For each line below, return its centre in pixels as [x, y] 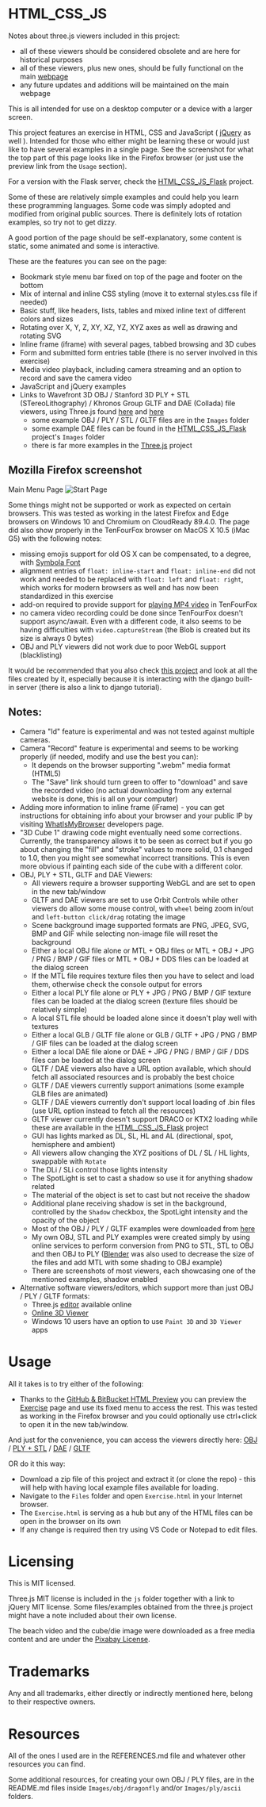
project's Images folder [68, 436]
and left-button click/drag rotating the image [108, 916]
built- [244, 678]
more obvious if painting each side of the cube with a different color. [131, 866]
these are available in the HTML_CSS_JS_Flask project [120, 1127]
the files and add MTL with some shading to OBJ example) [127, 1262]
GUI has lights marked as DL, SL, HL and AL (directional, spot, [132, 1136]
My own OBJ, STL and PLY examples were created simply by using [141, 1237]
